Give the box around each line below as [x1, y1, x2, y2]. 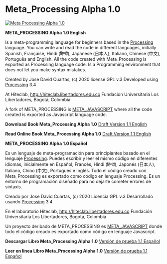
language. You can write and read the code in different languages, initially [5, 44, 157, 50]
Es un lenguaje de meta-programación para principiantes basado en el [5, 150, 150, 156]
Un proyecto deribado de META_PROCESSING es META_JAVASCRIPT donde [5, 223, 163, 229]
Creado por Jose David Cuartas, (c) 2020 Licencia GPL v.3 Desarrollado [5, 193, 153, 199]
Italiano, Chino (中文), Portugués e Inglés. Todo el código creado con [5, 167, 147, 173]
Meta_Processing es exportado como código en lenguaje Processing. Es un [5, 173, 161, 179]
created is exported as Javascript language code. [5, 111, 107, 118]
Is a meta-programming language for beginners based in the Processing [5, 39, 154, 45]
